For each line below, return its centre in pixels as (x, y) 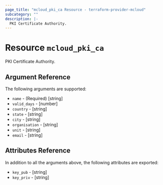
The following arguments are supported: (46, 89)
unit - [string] (26, 130)
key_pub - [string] (30, 172)
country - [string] (30, 109)
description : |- (22, 19)
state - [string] (27, 114)
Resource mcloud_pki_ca (54, 48)
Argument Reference (38, 77)
